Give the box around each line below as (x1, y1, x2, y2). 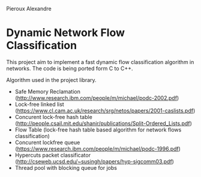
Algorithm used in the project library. (6, 76, 97, 83)
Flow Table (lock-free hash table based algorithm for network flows (14, 126, 182, 133)
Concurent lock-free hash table (14, 113, 93, 120)
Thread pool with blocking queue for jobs (14, 164, 117, 171)
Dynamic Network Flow (6, 26, 125, 39)
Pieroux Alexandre (6, 5, 52, 12)
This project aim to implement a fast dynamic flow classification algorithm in (6, 58, 194, 65)
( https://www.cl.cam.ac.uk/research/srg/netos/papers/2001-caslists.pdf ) (14, 107, 196, 114)
